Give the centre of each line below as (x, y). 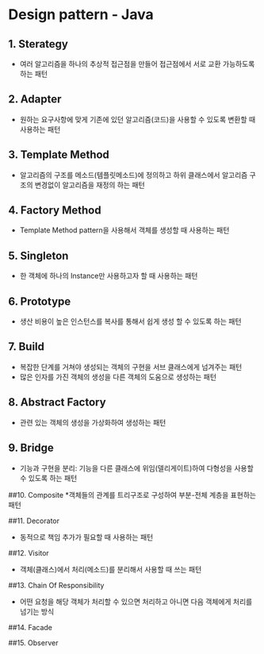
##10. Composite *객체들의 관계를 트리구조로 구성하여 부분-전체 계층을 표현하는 (132, 494)
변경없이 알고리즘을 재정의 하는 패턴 (90, 185)
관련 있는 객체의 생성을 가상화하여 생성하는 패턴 (93, 422)
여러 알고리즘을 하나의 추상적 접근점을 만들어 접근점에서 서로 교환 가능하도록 (137, 64)
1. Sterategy (38, 44)
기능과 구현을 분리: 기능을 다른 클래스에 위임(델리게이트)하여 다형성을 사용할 (136, 468)
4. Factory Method (55, 211)
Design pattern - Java (81, 15)
